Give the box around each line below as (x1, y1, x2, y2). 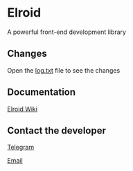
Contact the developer (7, 125, 106, 136)
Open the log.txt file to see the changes (7, 66, 121, 74)
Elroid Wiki (7, 105, 38, 113)
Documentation (7, 87, 76, 98)
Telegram (7, 143, 35, 152)
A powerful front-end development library (7, 28, 127, 36)
